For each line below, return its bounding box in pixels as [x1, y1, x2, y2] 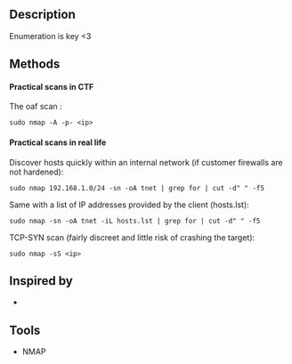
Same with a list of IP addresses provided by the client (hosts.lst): [9, 199, 249, 210]
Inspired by [9, 273, 73, 288]
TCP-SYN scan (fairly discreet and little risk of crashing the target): [9, 231, 255, 243]
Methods [9, 57, 61, 72]
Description [9, 7, 76, 22]
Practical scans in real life [9, 137, 107, 148]
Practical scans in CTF [9, 81, 94, 92]
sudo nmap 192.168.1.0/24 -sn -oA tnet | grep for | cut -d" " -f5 [9, 183, 265, 192]
